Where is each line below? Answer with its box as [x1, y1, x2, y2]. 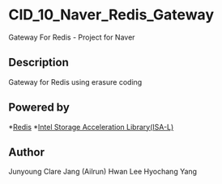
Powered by [8, 101, 70, 115]
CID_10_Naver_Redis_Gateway [8, 6, 215, 24]
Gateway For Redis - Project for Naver [8, 32, 135, 42]
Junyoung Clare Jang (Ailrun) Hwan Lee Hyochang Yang [8, 167, 197, 177]
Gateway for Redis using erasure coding [8, 77, 143, 86]
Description [8, 56, 69, 69]
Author [8, 145, 45, 159]
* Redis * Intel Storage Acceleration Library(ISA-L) [8, 122, 174, 132]
